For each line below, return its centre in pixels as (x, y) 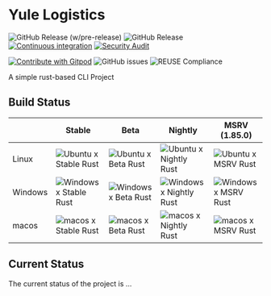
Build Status (40, 102)
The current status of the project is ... (70, 283)
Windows (30, 192)
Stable (78, 130)
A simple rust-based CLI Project (61, 77)
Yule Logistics (57, 15)
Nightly (183, 130)
